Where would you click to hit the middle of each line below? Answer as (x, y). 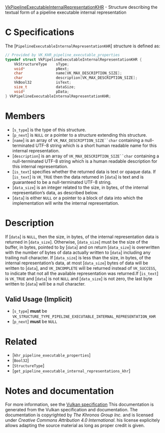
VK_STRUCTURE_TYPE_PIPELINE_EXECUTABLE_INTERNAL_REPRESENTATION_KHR (84, 317)
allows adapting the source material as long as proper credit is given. (75, 426)
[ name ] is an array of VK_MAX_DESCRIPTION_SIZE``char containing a (78, 140)
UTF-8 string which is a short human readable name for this (96, 145)
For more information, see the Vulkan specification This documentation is (80, 404)
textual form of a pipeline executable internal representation (66, 12)
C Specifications (40, 32)
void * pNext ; (42, 69)
